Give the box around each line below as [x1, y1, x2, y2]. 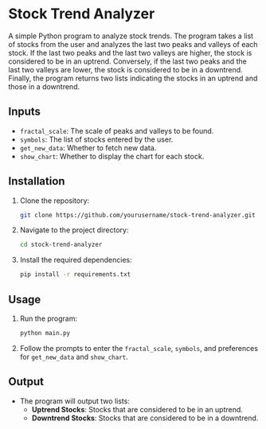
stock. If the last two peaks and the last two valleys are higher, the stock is [8, 48, 252, 57]
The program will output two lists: [19, 396, 130, 406]
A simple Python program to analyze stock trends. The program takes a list [8, 31, 253, 41]
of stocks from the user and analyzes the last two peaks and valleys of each [8, 39, 258, 49]
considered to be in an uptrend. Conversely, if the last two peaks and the [8, 57, 247, 66]
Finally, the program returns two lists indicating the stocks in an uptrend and [8, 73, 258, 83]
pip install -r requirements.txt [19, 271, 131, 279]
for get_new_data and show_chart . [19, 352, 129, 361]
